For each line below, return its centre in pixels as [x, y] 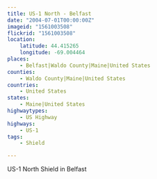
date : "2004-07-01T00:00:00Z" [51, 20]
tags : [15, 137]
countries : [23, 85]
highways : [22, 124]
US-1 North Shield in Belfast [47, 169]
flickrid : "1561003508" [42, 33]
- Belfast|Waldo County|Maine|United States [85, 65]
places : [18, 59]
